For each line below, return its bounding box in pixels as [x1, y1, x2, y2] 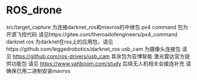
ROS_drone [6, 4, 62, 17]
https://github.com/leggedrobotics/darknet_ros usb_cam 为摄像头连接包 [6, 45, 181, 53]
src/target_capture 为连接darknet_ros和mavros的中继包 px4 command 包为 [6, 23, 188, 30]
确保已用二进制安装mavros [6, 67, 71, 74]
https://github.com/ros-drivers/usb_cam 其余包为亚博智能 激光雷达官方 [12, 53, 185, 60]
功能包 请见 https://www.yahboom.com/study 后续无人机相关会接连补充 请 [11, 60, 191, 67]
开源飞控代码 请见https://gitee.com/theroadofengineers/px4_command [6, 30, 178, 38]
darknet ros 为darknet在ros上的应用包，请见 [6, 38, 113, 45]
